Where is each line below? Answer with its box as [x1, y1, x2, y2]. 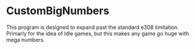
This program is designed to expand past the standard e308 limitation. [6, 24, 179, 31]
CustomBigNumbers [6, 4, 110, 18]
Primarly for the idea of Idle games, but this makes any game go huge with [6, 30, 189, 37]
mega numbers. [6, 36, 45, 43]
